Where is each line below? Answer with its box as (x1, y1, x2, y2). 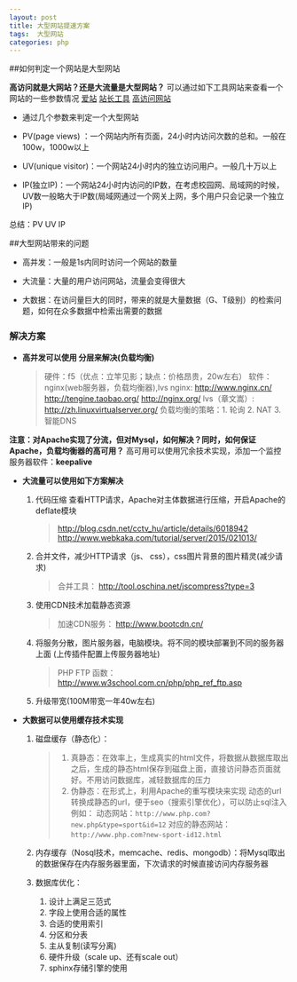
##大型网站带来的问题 (9, 238, 90, 249)
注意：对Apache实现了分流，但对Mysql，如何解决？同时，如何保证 (9, 434, 256, 445)
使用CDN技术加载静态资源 (35, 599, 131, 610)
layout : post (9, 12, 58, 22)
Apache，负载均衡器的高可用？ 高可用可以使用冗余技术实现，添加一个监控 (9, 445, 282, 455)
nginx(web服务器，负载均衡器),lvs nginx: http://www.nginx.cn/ (43, 382, 272, 392)
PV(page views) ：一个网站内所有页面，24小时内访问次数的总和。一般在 (21, 131, 286, 142)
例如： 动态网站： (70, 807, 136, 818)
